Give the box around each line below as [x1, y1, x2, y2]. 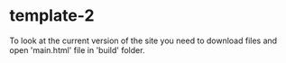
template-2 [9, 5, 95, 26]
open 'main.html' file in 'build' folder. [9, 44, 145, 55]
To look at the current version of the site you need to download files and [9, 35, 278, 46]
